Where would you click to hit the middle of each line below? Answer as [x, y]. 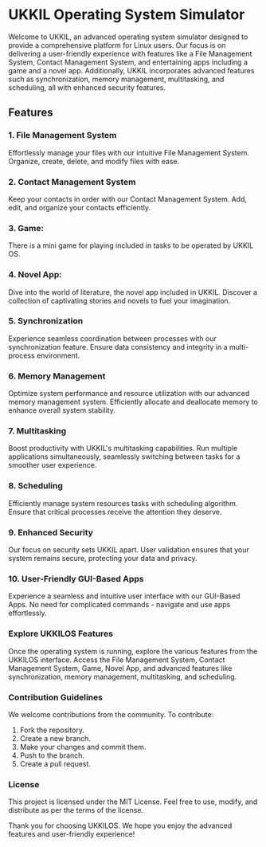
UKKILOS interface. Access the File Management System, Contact [117, 660]
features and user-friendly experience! [72, 834]
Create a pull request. [55, 763]
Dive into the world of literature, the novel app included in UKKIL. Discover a [133, 292]
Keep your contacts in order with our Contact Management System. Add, [128, 199]
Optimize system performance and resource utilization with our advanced [129, 394]
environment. [58, 355]
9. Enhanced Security [51, 532]
